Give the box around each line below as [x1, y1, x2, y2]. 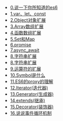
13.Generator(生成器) [10, 91, 54, 97]
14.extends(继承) [10, 98, 45, 103]
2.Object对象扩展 [10, 17, 46, 23]
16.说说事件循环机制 [10, 110, 52, 116]
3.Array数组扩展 [10, 23, 44, 29]
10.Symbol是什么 [10, 72, 46, 78]
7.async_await [10, 47, 40, 53]
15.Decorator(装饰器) [10, 104, 54, 110]
